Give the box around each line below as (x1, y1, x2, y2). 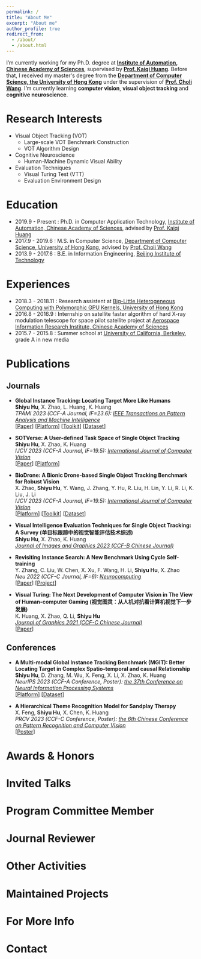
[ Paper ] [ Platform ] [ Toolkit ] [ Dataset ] (14, 423, 106, 430)
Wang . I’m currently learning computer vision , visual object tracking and (6, 84, 189, 92)
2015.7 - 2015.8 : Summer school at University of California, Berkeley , (14, 329, 187, 336)
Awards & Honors (6, 749, 95, 762)
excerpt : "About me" (6, 20, 58, 26)
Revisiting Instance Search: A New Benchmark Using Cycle (14, 553, 166, 561)
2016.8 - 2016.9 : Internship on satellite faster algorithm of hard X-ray (14, 310, 186, 317)
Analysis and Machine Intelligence (14, 416, 101, 423)
